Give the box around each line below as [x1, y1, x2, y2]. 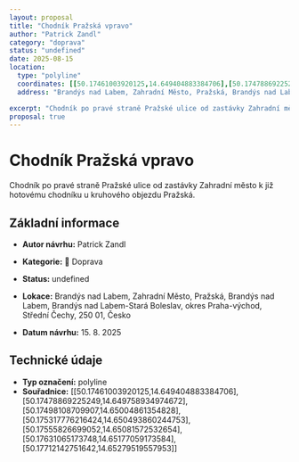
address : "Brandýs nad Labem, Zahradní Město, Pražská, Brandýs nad [17, 87, 277, 96]
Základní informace [9, 215, 120, 230]
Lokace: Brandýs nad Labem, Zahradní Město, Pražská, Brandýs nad [21, 291, 275, 301]
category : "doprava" [9, 37, 86, 47]
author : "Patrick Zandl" [9, 29, 101, 38]
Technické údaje [9, 353, 103, 368]
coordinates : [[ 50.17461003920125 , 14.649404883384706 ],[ [17, 79, 233, 88]
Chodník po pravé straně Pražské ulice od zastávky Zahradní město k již [9, 180, 274, 191]
